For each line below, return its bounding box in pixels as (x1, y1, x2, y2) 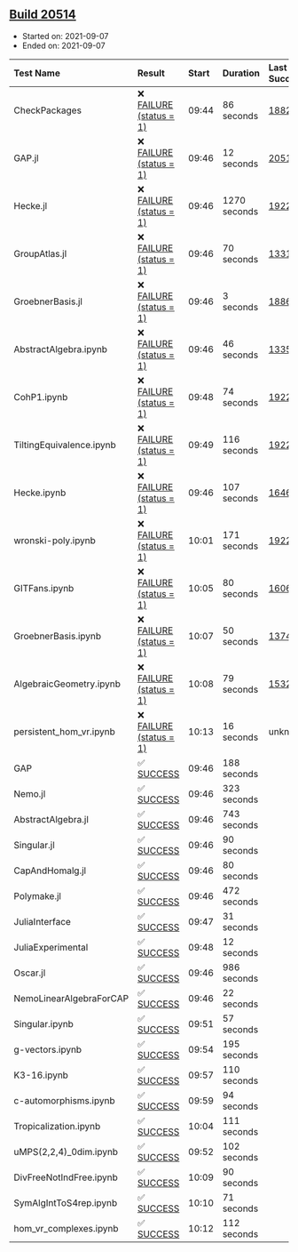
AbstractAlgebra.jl (13, 813, 89, 825)
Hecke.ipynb (13, 486, 67, 499)
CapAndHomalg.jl (13, 864, 87, 877)
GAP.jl (13, 151, 39, 164)
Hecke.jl (13, 199, 48, 212)
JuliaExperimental (13, 941, 89, 953)
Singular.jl (13, 839, 55, 851)
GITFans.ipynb (13, 582, 74, 594)
